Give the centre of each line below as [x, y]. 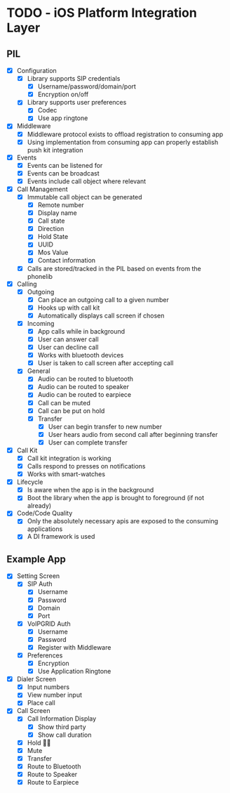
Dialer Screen [36, 679]
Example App [36, 559]
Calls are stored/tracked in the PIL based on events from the [114, 268]
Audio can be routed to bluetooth [86, 379]
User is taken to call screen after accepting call [106, 363]
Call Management [42, 189]
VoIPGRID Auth [49, 624]
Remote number [61, 205]
